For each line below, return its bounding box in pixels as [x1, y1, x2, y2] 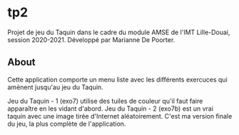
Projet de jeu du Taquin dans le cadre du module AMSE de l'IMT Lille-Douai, [7, 28, 230, 36]
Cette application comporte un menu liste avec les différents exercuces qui [7, 75, 228, 84]
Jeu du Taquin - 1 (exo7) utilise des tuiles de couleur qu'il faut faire [7, 96, 203, 105]
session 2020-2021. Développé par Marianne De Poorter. [7, 35, 176, 44]
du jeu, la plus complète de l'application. [7, 119, 126, 128]
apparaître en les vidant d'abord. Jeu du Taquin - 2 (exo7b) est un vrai [7, 104, 214, 113]
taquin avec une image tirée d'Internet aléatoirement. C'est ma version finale [7, 111, 233, 120]
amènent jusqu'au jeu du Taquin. [7, 83, 103, 91]
